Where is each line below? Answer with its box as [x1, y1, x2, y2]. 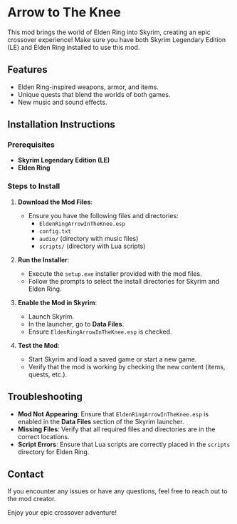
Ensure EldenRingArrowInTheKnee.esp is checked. [28, 327, 172, 336]
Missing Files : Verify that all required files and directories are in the [17, 425, 216, 433]
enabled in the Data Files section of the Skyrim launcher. [17, 417, 184, 426]
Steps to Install [7, 181, 60, 191]
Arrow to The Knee [7, 4, 121, 21]
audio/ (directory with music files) [38, 234, 139, 242]
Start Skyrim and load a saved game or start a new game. [28, 354, 197, 364]
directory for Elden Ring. [17, 447, 90, 456]
